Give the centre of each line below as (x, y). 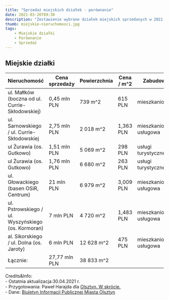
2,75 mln (59, 126)
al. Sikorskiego (25, 236)
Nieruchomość (26, 80)
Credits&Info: (19, 276)
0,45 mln (59, 98)
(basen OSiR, (23, 188)
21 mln (57, 182)
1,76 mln (59, 161)
